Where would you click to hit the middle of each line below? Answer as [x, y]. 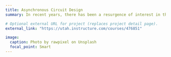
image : [12, 38]
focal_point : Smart [31, 47]
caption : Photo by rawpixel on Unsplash [53, 42]
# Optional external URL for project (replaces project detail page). [82, 24]
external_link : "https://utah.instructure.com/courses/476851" [74, 28]
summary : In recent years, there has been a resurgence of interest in [83, 15]
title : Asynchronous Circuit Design [44, 10]
